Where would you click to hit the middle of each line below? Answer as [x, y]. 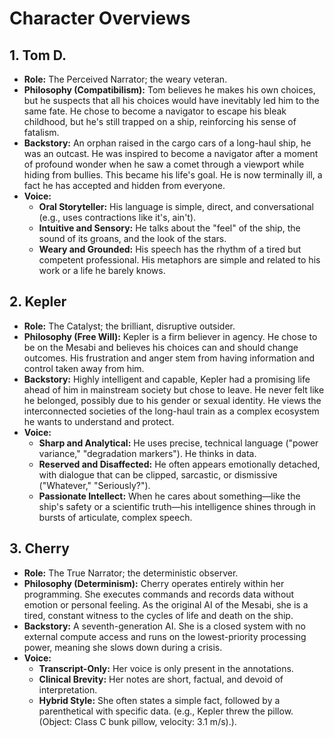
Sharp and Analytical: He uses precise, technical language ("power [178, 443]
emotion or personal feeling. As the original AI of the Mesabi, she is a [166, 604]
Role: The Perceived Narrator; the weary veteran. [125, 79]
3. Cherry [39, 548]
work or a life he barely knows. [102, 270]
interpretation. [68, 689]
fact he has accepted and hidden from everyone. [124, 185]
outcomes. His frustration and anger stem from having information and [169, 358]
